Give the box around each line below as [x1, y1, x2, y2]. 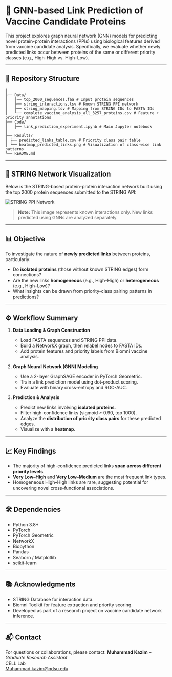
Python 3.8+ [12, 521, 39, 527]
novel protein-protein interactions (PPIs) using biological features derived [5, 38, 160, 44]
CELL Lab [5, 660, 26, 666]
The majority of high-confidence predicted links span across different [12, 463, 162, 469]
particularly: [5, 256, 31, 263]
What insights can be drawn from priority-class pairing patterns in [12, 288, 152, 294]
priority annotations [5, 115, 52, 120]
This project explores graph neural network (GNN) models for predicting [5, 32, 158, 39]
